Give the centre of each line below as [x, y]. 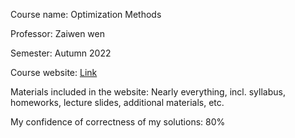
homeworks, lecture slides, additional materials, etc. [117, 102]
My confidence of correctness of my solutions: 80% [118, 122]
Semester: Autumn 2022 [61, 53]
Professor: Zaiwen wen [57, 33]
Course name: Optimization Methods [86, 14]
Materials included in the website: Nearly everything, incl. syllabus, [148, 92]
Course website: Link [54, 72]
